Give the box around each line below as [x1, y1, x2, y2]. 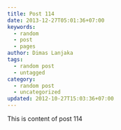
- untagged [13, 69, 45, 76]
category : [7, 75, 36, 83]
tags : [7, 56, 23, 63]
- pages [13, 43, 36, 50]
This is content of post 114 [7, 115, 83, 123]
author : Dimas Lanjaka [7, 50, 73, 57]
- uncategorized [13, 89, 61, 96]
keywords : [7, 23, 36, 30]
